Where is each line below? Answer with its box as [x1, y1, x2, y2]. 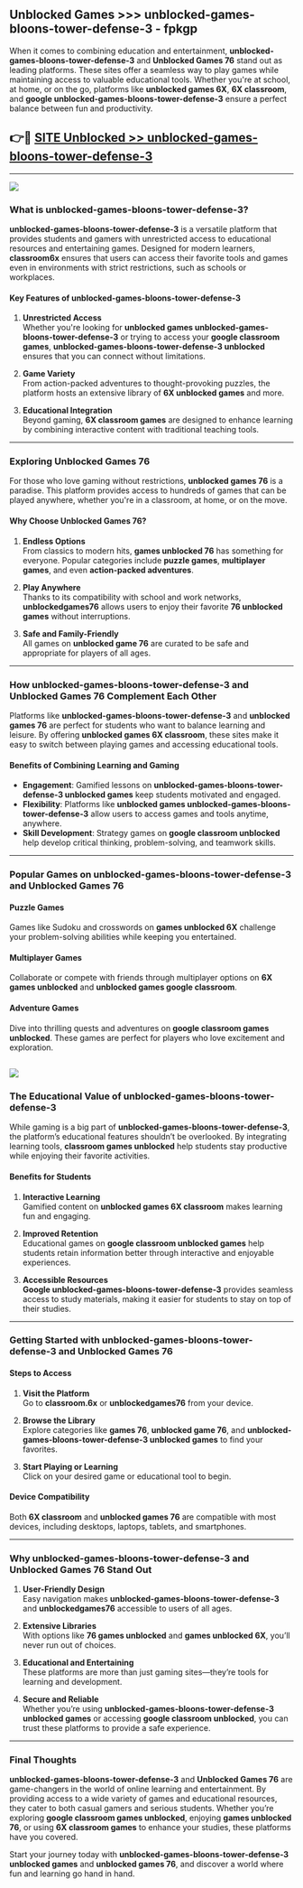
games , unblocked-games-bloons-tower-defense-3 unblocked [22, 341, 266, 352]
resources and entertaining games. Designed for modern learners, [9, 243, 255, 254]
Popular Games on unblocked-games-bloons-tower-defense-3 [9, 869, 291, 881]
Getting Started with [9, 1334, 101, 1346]
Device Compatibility [9, 1492, 90, 1502]
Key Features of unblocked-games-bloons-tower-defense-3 [9, 293, 242, 303]
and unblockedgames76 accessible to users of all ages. [22, 1603, 233, 1614]
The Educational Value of [9, 1090, 122, 1102]
